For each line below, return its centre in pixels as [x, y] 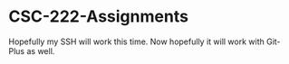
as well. [40, 50]
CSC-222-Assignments [99, 17]
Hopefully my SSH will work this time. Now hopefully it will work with [136, 41]
